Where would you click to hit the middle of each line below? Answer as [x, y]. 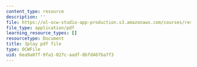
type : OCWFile [23, 50]
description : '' [26, 17]
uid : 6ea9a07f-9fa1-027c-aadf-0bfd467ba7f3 [60, 55]
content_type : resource [35, 11]
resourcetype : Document [35, 38]
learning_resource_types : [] [42, 33]
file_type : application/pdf [40, 28]
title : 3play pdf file [34, 44]
